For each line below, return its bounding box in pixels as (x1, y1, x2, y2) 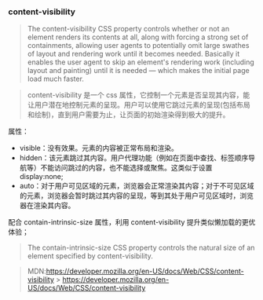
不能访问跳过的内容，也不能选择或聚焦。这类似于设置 (40, 163, 213, 173)
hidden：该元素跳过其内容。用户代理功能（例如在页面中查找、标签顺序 (19, 153, 249, 163)
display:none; (19, 172, 64, 181)
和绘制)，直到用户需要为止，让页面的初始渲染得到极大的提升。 (27, 110, 230, 119)
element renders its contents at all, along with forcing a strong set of (27, 32, 249, 42)
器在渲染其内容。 (19, 201, 75, 210)
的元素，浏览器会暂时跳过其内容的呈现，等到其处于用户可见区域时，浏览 (19, 191, 254, 200)
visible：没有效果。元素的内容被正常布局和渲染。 (19, 144, 178, 153)
